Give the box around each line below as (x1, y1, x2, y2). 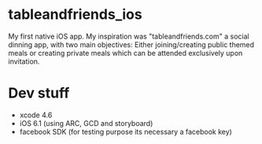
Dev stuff (8, 84, 70, 102)
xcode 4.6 (19, 110, 53, 120)
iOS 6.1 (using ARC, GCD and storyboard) (19, 118, 153, 127)
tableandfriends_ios (8, 6, 143, 24)
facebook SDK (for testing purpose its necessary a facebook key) (19, 127, 232, 136)
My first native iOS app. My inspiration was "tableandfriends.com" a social (8, 31, 249, 41)
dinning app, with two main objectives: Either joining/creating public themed (8, 39, 254, 49)
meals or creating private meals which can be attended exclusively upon (8, 48, 243, 57)
